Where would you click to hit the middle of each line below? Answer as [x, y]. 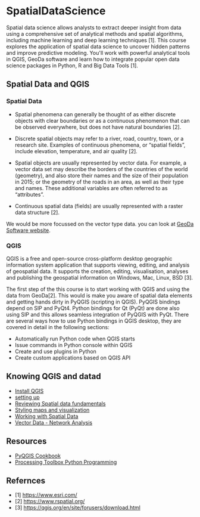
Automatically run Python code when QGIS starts [75, 339]
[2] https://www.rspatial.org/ [50, 501]
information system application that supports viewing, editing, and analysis [98, 265]
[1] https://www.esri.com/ [46, 495]
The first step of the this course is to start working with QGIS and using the [98, 289]
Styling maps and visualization [52, 410]
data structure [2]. [37, 212]
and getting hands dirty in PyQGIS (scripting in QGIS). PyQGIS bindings [93, 302]
